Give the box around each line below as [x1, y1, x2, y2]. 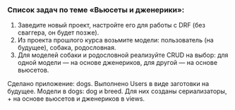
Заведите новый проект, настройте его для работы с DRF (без [17, 21, 206, 30]
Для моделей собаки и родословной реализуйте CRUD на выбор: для [17, 51, 229, 59]
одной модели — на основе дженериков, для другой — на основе [17, 59, 217, 67]
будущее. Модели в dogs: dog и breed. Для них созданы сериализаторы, [7, 87, 227, 96]
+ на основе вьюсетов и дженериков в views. [7, 94, 145, 103]
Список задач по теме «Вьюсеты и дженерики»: [7, 5, 185, 15]
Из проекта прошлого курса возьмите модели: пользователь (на [17, 36, 214, 44]
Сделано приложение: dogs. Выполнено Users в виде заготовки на [7, 80, 210, 88]
